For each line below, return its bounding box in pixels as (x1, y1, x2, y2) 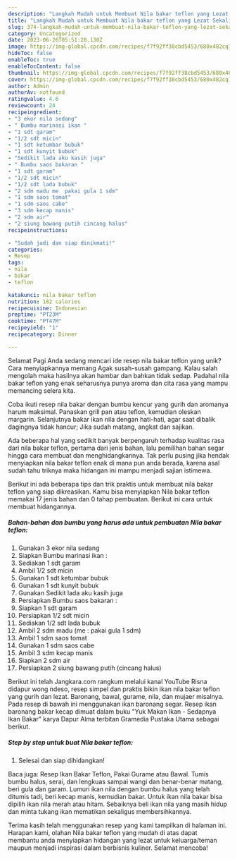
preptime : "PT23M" (8, 311, 62, 318)
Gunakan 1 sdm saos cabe (18, 641, 94, 650)
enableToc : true (8, 56, 56, 63)
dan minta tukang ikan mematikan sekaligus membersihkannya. (8, 807, 192, 815)
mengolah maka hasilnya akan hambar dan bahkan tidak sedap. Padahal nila (8, 371, 229, 379)
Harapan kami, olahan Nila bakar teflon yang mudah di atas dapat (8, 828, 198, 836)
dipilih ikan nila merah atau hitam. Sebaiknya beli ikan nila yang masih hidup (8, 800, 228, 808)
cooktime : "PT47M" (8, 318, 62, 325)
